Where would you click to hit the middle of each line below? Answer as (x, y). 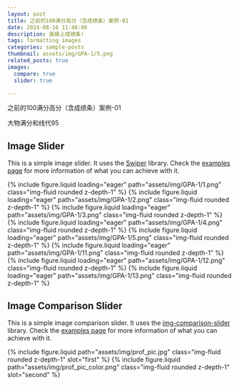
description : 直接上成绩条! (46, 34)
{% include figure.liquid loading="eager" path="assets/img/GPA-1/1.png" (115, 185)
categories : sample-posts (46, 47)
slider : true (33, 80)
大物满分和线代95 (33, 123)
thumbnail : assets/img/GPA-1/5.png (60, 54)
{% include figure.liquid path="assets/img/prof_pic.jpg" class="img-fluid (114, 352)
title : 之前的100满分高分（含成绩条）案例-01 (68, 21)
